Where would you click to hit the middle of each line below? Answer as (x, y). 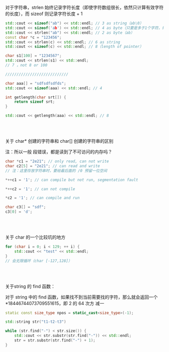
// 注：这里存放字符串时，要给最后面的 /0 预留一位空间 (56, 170)
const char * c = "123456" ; (33, 37)
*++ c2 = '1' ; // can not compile (40, 189)
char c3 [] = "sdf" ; (26, 207)
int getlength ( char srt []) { (36, 97)
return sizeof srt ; (35, 102)
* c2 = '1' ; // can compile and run (43, 198)
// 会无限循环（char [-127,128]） (39, 261)
